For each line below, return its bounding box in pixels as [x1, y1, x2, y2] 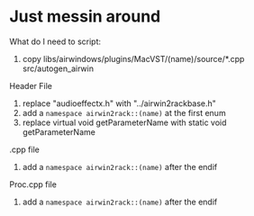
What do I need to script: [9, 36, 102, 47]
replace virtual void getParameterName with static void [22, 117, 227, 128]
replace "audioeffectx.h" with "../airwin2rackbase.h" [22, 97, 216, 109]
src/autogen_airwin [22, 63, 95, 74]
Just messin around [9, 6, 161, 27]
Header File [9, 80, 52, 91]
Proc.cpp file [9, 178, 57, 190]
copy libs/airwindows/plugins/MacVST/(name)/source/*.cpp [22, 53, 245, 64]
